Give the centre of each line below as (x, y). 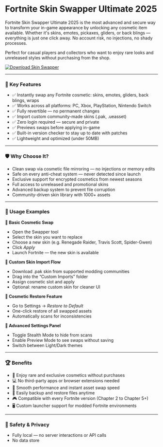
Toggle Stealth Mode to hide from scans (52, 335)
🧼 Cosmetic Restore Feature (34, 296)
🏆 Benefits (19, 363)
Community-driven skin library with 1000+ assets (61, 195)
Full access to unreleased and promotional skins (60, 184)
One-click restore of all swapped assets (52, 311)
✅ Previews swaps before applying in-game (56, 128)
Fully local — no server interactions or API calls (59, 435)
